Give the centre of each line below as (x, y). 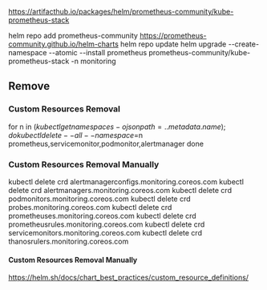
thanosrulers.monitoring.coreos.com (69, 241)
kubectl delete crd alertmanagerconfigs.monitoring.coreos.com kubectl (126, 181)
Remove (29, 86)
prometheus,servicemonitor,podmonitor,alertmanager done (106, 143)
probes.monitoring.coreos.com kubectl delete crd (90, 207)
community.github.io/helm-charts (63, 44)
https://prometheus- (173, 36)
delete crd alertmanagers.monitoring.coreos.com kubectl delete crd (120, 190)
